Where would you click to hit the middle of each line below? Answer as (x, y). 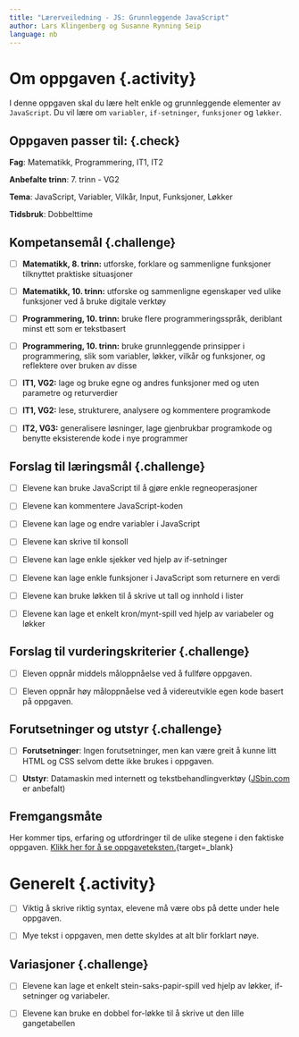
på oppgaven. (48, 701)
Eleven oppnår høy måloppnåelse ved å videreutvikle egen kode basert (153, 691)
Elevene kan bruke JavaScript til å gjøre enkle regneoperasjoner (140, 488)
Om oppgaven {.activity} (103, 78)
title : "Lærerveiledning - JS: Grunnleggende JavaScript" (119, 17)
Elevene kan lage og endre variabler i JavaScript (111, 524)
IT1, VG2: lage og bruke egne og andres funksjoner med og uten (141, 383)
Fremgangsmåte (56, 816)
